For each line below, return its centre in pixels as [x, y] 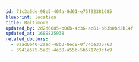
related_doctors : [27, 39]
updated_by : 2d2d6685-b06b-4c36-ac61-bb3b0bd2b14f [69, 28]
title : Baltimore [27, 22]
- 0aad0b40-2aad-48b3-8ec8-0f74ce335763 [61, 45]
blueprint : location [31, 17]
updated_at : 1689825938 [35, 34]
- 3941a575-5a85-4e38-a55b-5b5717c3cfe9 [61, 50]
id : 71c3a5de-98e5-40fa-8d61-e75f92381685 [59, 12]
